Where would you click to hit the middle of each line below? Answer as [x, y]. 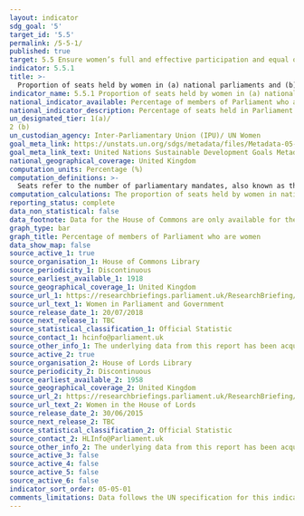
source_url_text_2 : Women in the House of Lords [103, 405]
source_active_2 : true [52, 354]
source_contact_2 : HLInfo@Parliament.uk [87, 439]
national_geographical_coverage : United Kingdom [103, 161]
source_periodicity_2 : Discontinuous [81, 371]
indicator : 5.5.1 [42, 69]
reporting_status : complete [62, 203]
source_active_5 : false [54, 473]
